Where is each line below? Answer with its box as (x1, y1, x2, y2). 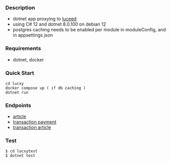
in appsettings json (12, 32, 53, 38)
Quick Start (5, 69, 34, 76)
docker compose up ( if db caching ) (5, 85, 86, 91)
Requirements (5, 45, 41, 52)
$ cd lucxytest (5, 149, 38, 154)
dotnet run (5, 90, 29, 95)
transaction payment (12, 119, 57, 125)
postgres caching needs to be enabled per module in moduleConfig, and (12, 27, 166, 33)
